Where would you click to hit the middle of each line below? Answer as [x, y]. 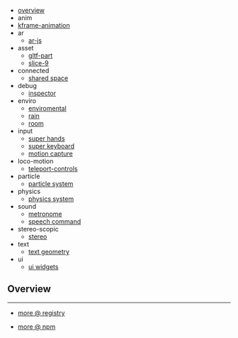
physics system [51, 199]
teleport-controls [53, 169]
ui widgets [43, 267]
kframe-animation [44, 25]
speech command [55, 222]
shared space [48, 78]
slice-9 [39, 63]
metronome [45, 214]
